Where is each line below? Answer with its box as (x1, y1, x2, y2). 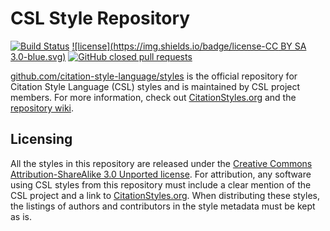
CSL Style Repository (10, 7, 191, 30)
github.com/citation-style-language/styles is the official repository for (10, 70, 298, 82)
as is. (10, 210, 33, 222)
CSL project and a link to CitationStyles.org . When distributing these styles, (10, 189, 320, 201)
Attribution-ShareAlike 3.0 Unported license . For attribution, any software (10, 168, 312, 180)
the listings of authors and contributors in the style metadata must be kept (10, 200, 316, 212)
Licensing (10, 131, 73, 148)
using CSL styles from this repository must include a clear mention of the (10, 178, 312, 191)
